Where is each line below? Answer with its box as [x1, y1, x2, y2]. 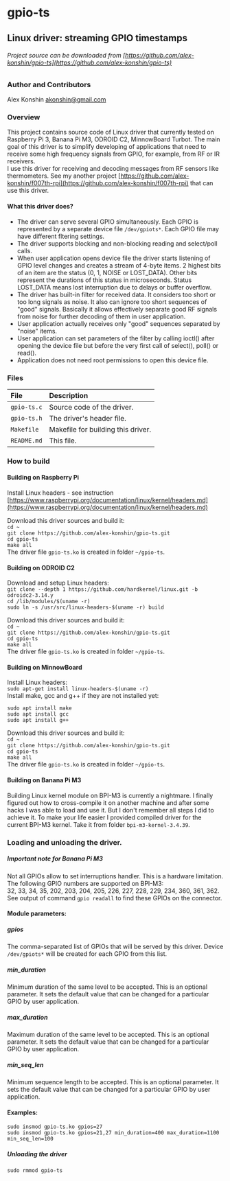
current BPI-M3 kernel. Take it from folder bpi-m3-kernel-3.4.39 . [7, 820, 190, 828]
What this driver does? [7, 202, 73, 211]
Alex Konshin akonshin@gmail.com [7, 95, 106, 104]
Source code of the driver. [49, 402, 134, 412]
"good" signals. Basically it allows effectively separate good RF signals [16, 305, 218, 313]
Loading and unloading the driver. [7, 837, 122, 847]
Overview [7, 113, 41, 122]
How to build [7, 456, 50, 466]
